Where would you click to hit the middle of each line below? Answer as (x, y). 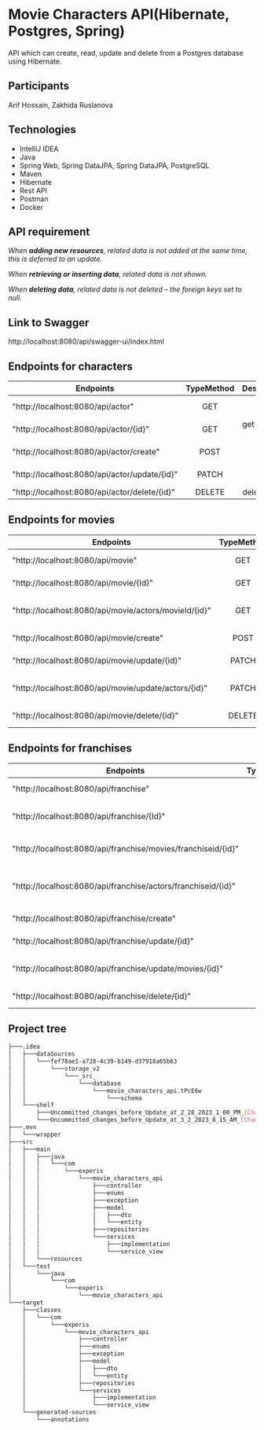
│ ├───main (29, 1149)
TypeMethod (210, 388)
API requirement (49, 232)
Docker (31, 207)
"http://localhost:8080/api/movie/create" (88, 638)
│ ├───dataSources (42, 1054)
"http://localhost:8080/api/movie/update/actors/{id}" (110, 688)
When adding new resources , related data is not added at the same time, (128, 251)
